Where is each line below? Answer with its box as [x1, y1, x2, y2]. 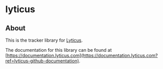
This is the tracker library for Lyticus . [5, 37, 83, 43]
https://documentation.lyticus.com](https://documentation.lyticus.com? [7, 52, 158, 58]
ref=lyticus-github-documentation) [5, 58, 79, 64]
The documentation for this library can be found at [5, 47, 112, 53]
